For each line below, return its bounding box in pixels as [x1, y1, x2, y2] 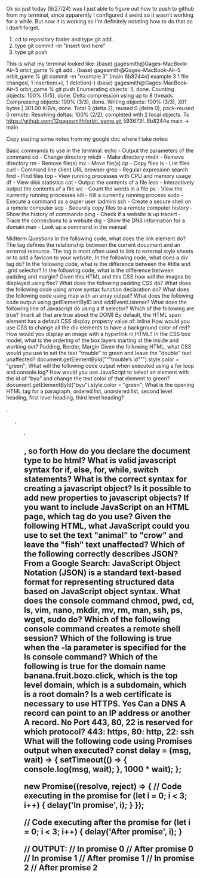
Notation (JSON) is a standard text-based [23, 568, 181, 578]
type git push [14, 49, 48, 56]
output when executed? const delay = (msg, [23, 746, 192, 756]
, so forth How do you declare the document [23, 446, 191, 456]
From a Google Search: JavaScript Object [23, 558, 181, 568]
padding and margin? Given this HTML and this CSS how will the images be [6, 273, 192, 280]
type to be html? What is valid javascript [23, 455, 177, 466]
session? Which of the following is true [23, 633, 172, 643]
